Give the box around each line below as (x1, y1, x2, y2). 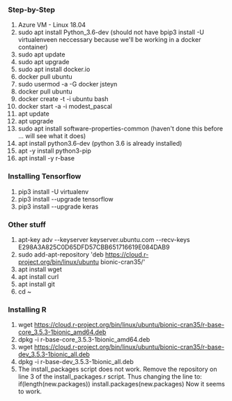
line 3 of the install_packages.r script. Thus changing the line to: (17, 372, 203, 381)
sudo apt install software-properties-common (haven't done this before (17, 124, 224, 133)
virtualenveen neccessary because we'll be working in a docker (17, 36, 201, 44)
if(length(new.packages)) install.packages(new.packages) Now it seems (17, 380, 225, 388)
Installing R (8, 305, 47, 315)
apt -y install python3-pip (17, 146, 91, 155)
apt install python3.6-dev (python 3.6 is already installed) (17, 139, 183, 148)
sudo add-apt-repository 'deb (17, 250, 104, 259)
